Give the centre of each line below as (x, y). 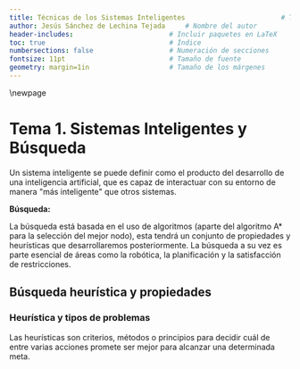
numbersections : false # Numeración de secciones (139, 51)
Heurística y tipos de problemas (80, 318)
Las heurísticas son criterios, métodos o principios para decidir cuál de (140, 337)
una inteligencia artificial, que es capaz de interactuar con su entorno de (143, 182)
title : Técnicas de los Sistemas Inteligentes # (147, 17)
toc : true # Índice (105, 42)
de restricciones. (40, 264)
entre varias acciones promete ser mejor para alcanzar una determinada (142, 347)
